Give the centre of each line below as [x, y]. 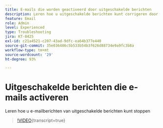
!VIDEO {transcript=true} [41, 120]
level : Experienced [25, 28]
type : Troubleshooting [28, 32]
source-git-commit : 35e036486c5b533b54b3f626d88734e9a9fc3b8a [70, 46]
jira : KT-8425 [20, 37]
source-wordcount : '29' [29, 55]
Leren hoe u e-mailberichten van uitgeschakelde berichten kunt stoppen [78, 111]
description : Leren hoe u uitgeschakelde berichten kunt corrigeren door [82, 14]
